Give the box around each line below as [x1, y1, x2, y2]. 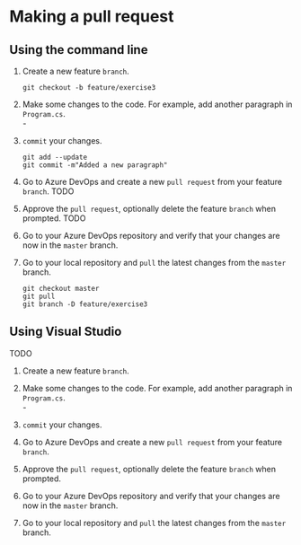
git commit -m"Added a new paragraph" [22, 161, 168, 170]
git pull [22, 292, 56, 301]
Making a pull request [9, 6, 174, 27]
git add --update [22, 153, 88, 162]
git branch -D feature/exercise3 [22, 300, 148, 309]
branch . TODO [22, 186, 75, 197]
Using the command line [9, 42, 148, 57]
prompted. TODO [22, 213, 86, 224]
